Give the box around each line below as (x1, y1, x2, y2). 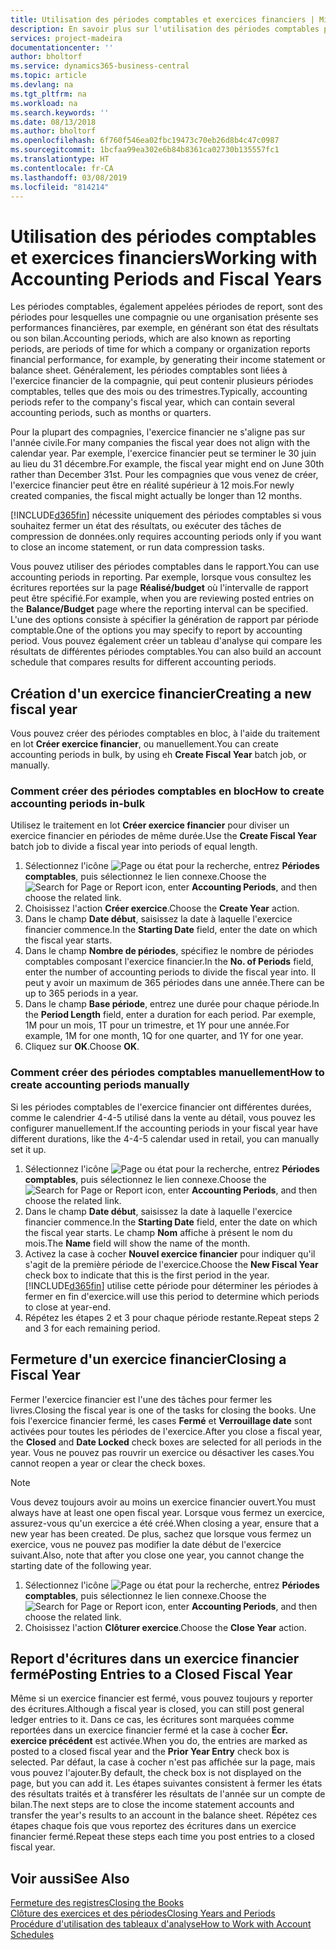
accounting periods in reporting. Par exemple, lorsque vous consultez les (10, 571, 312, 583)
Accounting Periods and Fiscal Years (10, 267, 323, 290)
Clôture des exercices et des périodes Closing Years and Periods (10, 1907, 276, 1920)
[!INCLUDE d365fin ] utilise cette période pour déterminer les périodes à (24, 1279, 319, 1291)
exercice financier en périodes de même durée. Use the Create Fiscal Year (10, 830, 317, 842)
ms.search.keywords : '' (10, 107, 110, 118)
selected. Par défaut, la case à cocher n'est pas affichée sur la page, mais (10, 1756, 316, 1768)
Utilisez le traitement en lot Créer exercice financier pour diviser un (10, 819, 290, 831)
